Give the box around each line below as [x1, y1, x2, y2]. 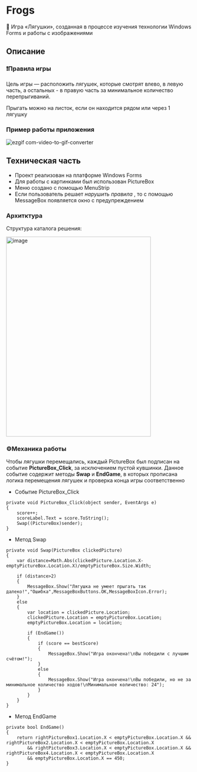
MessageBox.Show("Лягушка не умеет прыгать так [27, 583, 146, 590]
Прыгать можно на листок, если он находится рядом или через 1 [6, 104, 170, 111]
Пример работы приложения [6, 125, 94, 134]
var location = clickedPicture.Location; [27, 609, 131, 615]
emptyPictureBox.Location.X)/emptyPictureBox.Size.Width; [6, 563, 152, 569]
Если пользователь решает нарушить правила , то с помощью [14, 190, 173, 197]
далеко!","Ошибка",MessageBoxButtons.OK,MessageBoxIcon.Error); [6, 589, 168, 595]
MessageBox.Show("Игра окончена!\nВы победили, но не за [48, 677, 192, 683]
